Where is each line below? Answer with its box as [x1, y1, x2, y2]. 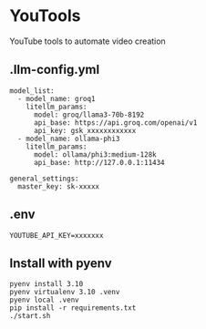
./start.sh [9, 312, 51, 321]
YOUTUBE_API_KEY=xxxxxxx [9, 231, 104, 240]
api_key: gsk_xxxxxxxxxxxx [33, 126, 137, 135]
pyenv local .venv [9, 295, 79, 305]
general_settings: [9, 174, 79, 183]
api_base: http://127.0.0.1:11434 [33, 158, 166, 167]
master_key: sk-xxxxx [17, 181, 100, 191]
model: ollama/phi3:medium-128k [33, 149, 157, 159]
